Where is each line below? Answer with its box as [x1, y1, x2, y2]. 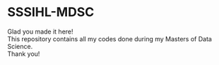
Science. [7, 42, 33, 50]
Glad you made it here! [7, 27, 73, 36]
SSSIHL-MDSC [7, 4, 95, 20]
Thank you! [7, 50, 40, 58]
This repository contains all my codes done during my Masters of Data [7, 34, 212, 43]
